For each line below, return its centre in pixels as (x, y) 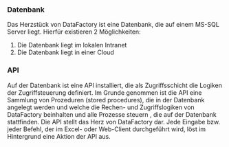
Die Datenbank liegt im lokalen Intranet (72, 45)
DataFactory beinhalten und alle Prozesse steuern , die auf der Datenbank (112, 114)
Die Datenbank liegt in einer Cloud (66, 52)
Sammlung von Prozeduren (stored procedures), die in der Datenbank (106, 100)
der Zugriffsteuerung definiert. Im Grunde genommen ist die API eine (105, 92)
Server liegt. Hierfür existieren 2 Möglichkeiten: (74, 32)
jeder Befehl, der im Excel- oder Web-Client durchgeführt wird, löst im (107, 129)
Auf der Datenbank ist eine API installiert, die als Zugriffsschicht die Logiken (115, 85)
